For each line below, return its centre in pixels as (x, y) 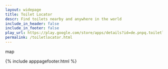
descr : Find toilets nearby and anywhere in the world (63, 19)
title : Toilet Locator (29, 14)
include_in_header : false (32, 24)
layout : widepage (23, 10)
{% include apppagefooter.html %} (41, 61)
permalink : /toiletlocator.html (39, 38)
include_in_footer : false (32, 28)
